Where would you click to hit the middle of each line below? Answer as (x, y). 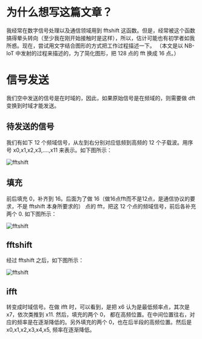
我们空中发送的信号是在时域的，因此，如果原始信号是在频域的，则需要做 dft (101, 98)
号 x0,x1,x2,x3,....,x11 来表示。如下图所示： (59, 150)
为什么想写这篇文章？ (60, 12)
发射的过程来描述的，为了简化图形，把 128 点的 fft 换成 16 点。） (100, 53)
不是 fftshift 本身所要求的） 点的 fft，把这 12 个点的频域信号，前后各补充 (106, 206)
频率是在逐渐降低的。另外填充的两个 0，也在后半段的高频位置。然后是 (104, 322)
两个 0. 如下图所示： (32, 214)
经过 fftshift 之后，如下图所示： (45, 260)
